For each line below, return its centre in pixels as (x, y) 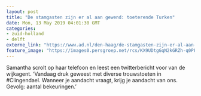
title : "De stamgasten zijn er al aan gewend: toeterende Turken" (91, 17)
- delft (16, 39)
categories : (21, 28)
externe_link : (24, 45)
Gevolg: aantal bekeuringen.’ (41, 86)
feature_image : (25, 51)
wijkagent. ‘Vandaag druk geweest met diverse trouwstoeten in (84, 74)
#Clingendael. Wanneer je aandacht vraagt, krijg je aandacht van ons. (92, 80)
